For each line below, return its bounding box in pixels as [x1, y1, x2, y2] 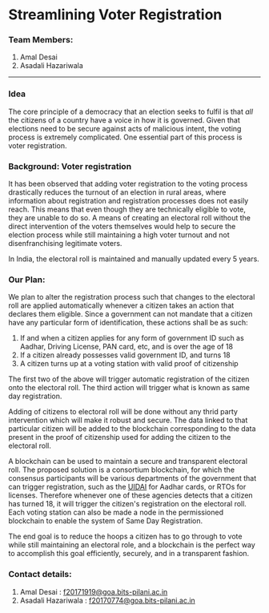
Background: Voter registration [8, 160, 132, 171]
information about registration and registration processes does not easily [8, 196, 249, 206]
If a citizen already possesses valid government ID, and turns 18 [19, 350, 231, 360]
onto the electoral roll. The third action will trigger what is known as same [8, 383, 251, 393]
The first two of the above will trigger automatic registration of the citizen [8, 374, 250, 384]
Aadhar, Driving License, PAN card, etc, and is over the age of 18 [19, 342, 234, 352]
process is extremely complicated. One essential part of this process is [8, 132, 243, 142]
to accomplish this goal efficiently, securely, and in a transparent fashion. [8, 549, 250, 559]
